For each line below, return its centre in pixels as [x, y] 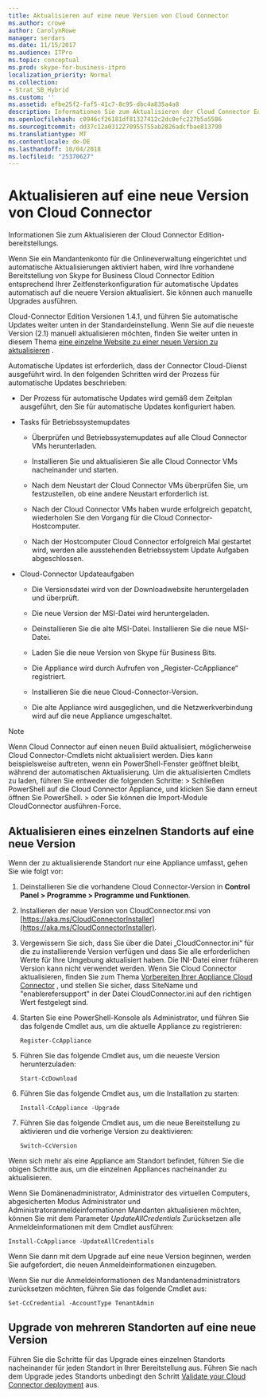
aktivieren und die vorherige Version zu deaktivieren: [106, 1131]
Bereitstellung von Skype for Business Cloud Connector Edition [111, 276]
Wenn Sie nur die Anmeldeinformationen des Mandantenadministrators [124, 1280]
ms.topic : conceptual [44, 61]
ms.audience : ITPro [41, 53]
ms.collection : [33, 82]
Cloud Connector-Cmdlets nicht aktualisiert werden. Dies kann [110, 755]
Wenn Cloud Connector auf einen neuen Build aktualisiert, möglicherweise [130, 747]
